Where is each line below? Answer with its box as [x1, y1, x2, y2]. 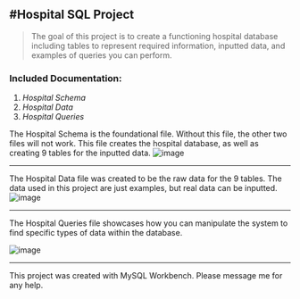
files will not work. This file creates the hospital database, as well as [9, 138, 259, 149]
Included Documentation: [9, 71, 122, 84]
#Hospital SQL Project [9, 7, 135, 22]
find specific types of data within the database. [9, 228, 183, 238]
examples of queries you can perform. [30, 49, 172, 61]
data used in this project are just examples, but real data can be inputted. [9, 183, 279, 194]
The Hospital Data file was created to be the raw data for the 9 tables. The [9, 173, 283, 184]
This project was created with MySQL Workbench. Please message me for [9, 270, 283, 281]
